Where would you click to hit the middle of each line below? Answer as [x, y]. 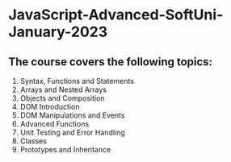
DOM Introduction [50, 107]
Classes [33, 141]
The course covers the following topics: [110, 62]
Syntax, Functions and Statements [77, 81]
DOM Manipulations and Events [72, 115]
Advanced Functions [55, 124]
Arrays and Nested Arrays [63, 89]
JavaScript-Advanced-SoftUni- [116, 15]
